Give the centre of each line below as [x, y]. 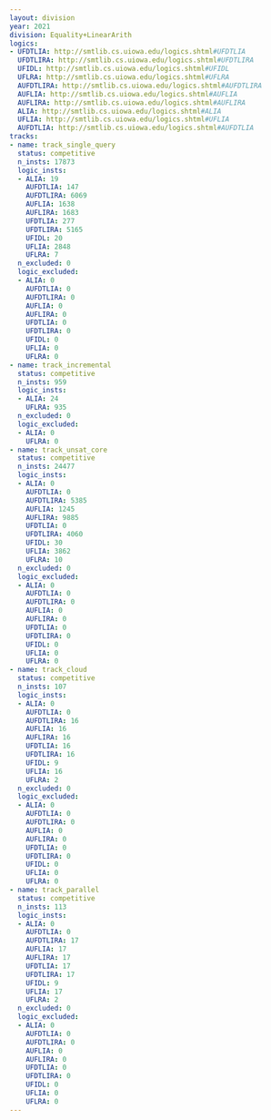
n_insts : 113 [42, 907]
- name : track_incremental [60, 365]
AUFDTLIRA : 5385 [57, 500]
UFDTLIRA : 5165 [55, 229]
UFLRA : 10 [45, 560]
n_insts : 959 [42, 382]
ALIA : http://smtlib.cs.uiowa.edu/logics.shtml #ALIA [120, 111]
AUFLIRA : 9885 [52, 517]
